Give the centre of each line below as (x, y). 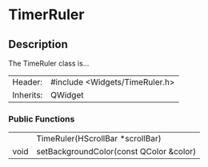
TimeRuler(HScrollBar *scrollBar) (98, 139)
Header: (27, 82)
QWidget (67, 95)
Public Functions (42, 119)
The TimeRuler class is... (49, 63)
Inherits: (28, 95)
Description (38, 44)
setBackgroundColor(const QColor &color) (116, 152)
